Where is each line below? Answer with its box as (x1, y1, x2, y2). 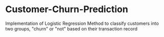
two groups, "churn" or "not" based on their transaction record (5, 25, 138, 31)
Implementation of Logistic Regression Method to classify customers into (5, 20, 159, 26)
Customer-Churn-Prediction (5, 4, 129, 15)
